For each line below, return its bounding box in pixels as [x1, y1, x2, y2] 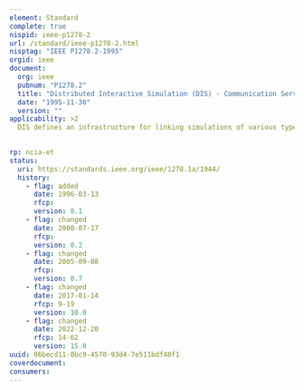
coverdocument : [9, 358, 67, 367]
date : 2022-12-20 [33, 325, 100, 334]
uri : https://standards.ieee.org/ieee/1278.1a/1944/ [17, 164, 221, 173]
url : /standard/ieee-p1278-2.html [9, 38, 140, 48]
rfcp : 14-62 [33, 333, 79, 343]
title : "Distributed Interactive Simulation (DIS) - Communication [17, 89, 278, 98]
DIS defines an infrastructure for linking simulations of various [17, 123, 278, 132]
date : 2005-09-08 [33, 258, 100, 267]
